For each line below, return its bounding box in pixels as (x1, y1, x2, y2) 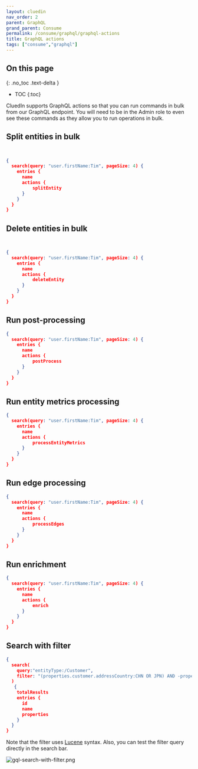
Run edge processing (6, 478, 86, 488)
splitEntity (32, 185, 62, 191)
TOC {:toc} (14, 90, 41, 97)
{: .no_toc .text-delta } (6, 79, 60, 86)
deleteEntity (32, 277, 65, 283)
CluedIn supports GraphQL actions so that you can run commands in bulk (6, 102, 184, 109)
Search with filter (6, 641, 71, 651)
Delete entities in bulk (6, 223, 88, 233)
